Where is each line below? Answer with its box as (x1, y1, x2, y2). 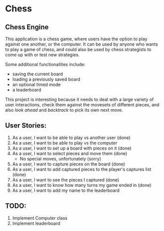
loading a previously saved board (12, 77, 81, 82)
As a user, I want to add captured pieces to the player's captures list (12, 166, 152, 172)
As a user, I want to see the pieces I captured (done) (12, 177, 119, 183)
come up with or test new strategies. (5, 52, 80, 58)
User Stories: (5, 121, 47, 130)
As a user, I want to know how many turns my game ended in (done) (12, 182, 152, 188)
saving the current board (12, 71, 63, 77)
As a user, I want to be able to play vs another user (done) (12, 135, 131, 141)
